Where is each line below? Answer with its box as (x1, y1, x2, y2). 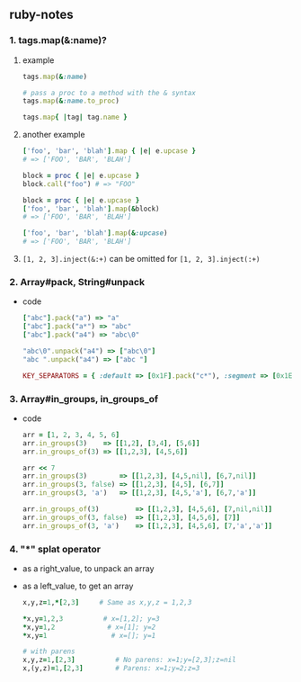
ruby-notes (9, 7, 74, 22)
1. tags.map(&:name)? (9, 34, 108, 47)
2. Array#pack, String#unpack (9, 275, 146, 288)
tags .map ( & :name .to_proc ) (22, 96, 120, 106)
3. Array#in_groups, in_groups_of (9, 392, 159, 405)
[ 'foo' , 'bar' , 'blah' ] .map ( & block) (22, 204, 160, 213)
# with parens (22, 647, 75, 656)
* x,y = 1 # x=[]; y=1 (22, 631, 156, 640)
